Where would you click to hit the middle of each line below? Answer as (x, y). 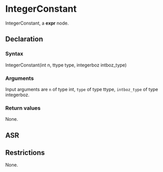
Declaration (24, 39)
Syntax (14, 54)
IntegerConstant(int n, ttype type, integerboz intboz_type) (66, 65)
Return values (23, 108)
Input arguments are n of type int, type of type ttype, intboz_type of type (82, 89)
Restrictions (25, 153)
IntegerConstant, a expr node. (37, 23)
